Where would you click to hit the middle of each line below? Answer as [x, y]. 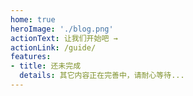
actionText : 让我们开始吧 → [64, 38]
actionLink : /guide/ [53, 47]
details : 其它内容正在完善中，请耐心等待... [102, 76]
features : [31, 57]
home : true [33, 19]
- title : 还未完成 [46, 66]
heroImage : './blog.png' [62, 29]
